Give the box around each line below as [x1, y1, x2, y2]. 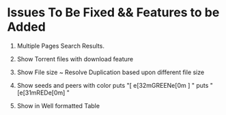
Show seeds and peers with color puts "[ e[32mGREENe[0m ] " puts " [16, 81, 214, 89]
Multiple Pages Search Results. [16, 42, 104, 50]
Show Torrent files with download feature [16, 54, 134, 63]
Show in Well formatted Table [16, 101, 100, 110]
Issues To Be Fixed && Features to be [7, 5, 220, 20]
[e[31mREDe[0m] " [16, 88, 70, 97]
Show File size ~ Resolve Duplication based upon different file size [16, 68, 205, 76]
